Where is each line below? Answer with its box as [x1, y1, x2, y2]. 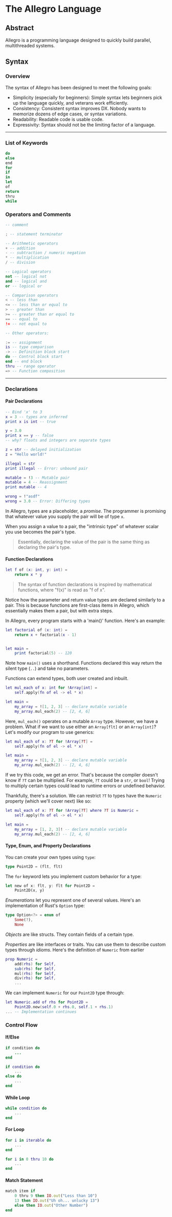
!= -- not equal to [5, 321, 47, 326]
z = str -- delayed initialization [5, 447, 81, 452]
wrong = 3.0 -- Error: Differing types [5, 498, 91, 504]
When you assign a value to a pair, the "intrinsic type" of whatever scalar [5, 523, 159, 529]
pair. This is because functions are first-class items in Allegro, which [5, 602, 149, 608]
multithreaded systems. [5, 43, 55, 49]
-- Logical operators [5, 269, 52, 274]
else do [5, 1074, 22, 1079]
